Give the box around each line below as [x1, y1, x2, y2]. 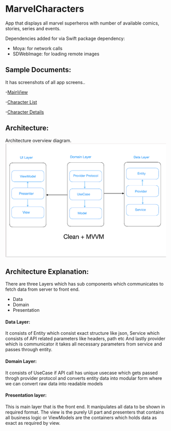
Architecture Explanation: [5, 267, 89, 276]
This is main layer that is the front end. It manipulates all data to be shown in [5, 403, 165, 410]
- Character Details [5, 109, 44, 115]
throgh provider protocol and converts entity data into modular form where [5, 375, 162, 381]
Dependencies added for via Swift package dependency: [5, 35, 125, 41]
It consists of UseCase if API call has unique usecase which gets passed [5, 370, 158, 376]
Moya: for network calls [12, 45, 63, 51]
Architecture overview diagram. [5, 137, 71, 143]
